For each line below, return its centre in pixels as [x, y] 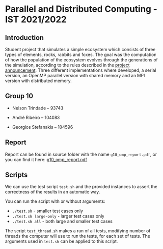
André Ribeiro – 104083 [36, 117]
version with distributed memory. [39, 81]
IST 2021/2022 [36, 19]
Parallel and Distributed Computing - [81, 9]
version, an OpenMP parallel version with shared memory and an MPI [75, 75]
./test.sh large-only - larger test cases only [58, 216]
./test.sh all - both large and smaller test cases [62, 221]
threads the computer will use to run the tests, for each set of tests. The [78, 236]
